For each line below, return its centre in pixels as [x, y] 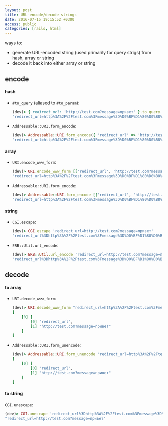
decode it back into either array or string [54, 63]
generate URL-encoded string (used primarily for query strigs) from [82, 53]
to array [13, 287]
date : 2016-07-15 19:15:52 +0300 [40, 19]
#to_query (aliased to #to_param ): [46, 103]
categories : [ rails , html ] [33, 29]
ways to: [14, 43]
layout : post [19, 10]
